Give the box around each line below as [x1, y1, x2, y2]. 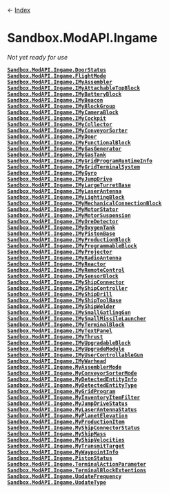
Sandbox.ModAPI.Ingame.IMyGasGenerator [7, 145, 122, 152]
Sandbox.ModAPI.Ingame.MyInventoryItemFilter [7, 394, 140, 401]
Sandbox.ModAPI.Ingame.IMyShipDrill [7, 291, 112, 297]
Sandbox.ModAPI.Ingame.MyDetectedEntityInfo [7, 376, 137, 383]
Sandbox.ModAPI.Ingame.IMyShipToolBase [7, 297, 122, 304]
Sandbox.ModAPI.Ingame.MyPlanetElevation [7, 412, 128, 419]
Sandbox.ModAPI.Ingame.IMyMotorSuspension [7, 211, 131, 219]
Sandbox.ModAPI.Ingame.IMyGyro [7, 169, 97, 176]
